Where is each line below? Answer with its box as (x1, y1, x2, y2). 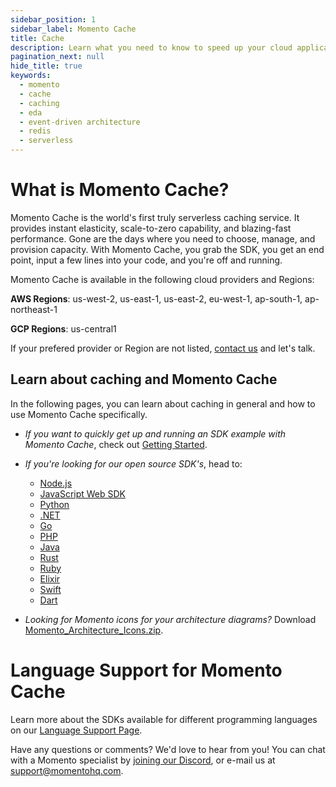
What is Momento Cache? (10, 179, 230, 201)
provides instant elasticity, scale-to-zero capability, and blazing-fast (10, 222, 292, 234)
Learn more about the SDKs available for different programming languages (10, 713, 318, 725)
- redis (19, 126, 52, 136)
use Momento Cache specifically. (10, 408, 148, 420)
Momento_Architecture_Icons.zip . (24, 624, 164, 636)
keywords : (10, 71, 52, 81)
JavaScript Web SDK (39, 487, 127, 500)
